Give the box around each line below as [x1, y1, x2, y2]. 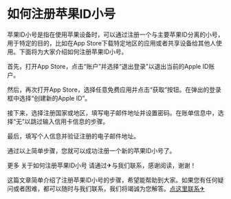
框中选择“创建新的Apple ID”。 [7, 94, 91, 102]
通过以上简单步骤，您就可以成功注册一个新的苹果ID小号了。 [7, 146, 176, 155]
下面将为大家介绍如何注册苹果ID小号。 [19, 48, 128, 56]
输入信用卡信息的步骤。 [42, 117, 109, 125]
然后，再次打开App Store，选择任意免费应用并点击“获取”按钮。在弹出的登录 [7, 85, 222, 94]
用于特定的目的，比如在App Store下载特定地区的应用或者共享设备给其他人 [7, 39, 217, 47]
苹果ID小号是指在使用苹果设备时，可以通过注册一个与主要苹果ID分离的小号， [7, 30, 224, 39]
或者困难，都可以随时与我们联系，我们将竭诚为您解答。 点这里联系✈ [12, 184, 205, 193]
